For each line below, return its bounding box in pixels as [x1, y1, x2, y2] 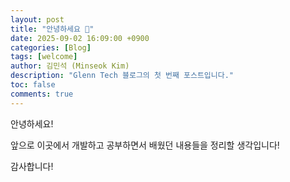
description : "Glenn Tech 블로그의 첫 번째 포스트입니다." [10, 71, 235, 81]
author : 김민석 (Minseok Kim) [10, 61, 130, 71]
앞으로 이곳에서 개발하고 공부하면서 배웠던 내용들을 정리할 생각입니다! [10, 139, 280, 151]
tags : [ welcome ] [10, 52, 78, 62]
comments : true [10, 89, 74, 99]
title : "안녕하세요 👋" [10, 24, 95, 34]
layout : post [10, 14, 65, 25]
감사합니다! [10, 160, 54, 172]
